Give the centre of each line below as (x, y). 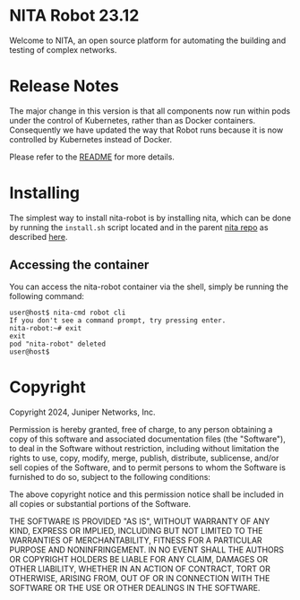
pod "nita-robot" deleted (57, 344)
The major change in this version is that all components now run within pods (150, 111)
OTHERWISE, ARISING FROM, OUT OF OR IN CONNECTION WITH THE (140, 578)
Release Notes (64, 86)
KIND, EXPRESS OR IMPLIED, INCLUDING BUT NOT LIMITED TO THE (136, 530)
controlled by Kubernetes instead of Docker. (91, 139)
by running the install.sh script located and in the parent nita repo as (139, 227)
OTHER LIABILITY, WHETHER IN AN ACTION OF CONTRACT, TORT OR (140, 569)
